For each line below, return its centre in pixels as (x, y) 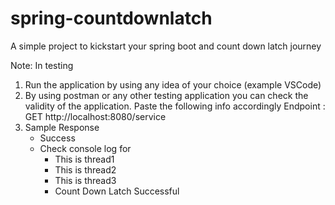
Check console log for (85, 148)
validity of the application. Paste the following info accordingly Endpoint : (175, 106)
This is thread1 (84, 159)
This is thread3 (85, 180)
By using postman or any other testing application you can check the (166, 95)
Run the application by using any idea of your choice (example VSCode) (173, 84)
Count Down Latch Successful (117, 191)
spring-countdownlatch (111, 18)
